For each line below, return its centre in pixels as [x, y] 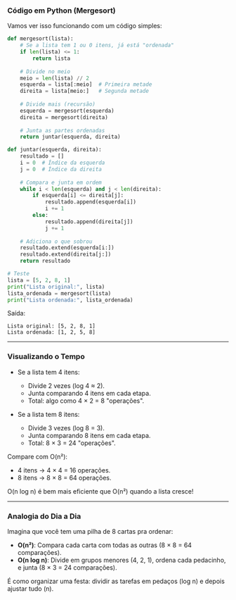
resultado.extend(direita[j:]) [66, 255]
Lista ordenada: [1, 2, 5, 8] [52, 332]
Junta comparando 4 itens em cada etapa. [89, 393]
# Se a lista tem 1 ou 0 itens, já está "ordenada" [97, 45]
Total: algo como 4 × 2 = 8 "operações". [86, 401]
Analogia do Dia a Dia [44, 516]
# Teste [19, 274]
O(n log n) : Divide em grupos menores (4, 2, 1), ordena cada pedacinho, [122, 560]
